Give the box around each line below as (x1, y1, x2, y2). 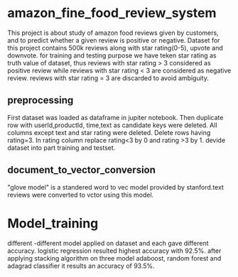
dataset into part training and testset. (7, 143, 116, 152)
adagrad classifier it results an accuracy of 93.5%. (7, 261, 155, 270)
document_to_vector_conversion (7, 164, 156, 176)
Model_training (7, 215, 99, 232)
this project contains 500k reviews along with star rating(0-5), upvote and (7, 43, 224, 52)
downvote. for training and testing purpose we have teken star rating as (7, 51, 217, 60)
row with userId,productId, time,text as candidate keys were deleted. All (7, 121, 218, 129)
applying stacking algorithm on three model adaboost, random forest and (7, 254, 222, 262)
